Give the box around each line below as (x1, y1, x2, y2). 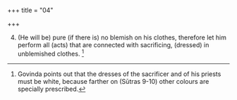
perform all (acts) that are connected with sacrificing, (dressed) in (17, 41, 209, 49)
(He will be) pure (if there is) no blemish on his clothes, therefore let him (17, 33, 227, 42)
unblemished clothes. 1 (17, 49, 85, 58)
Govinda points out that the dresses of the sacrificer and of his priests (17, 70, 221, 78)
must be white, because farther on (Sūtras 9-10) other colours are (17, 77, 209, 85)
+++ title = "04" (7, 6, 54, 14)
